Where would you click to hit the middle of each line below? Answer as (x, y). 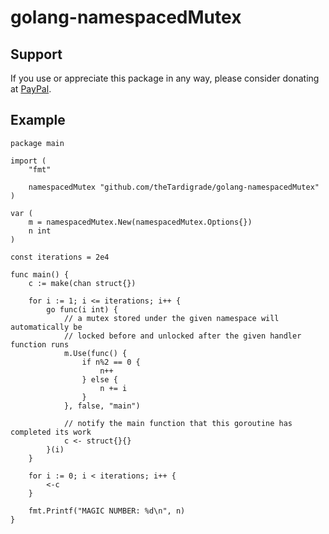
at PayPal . (31, 89)
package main (37, 143)
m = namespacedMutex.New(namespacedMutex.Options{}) (140, 222)
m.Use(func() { (95, 353)
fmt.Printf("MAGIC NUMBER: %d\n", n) (107, 511)
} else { (99, 379)
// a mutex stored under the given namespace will (171, 318)
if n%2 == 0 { (111, 362)
